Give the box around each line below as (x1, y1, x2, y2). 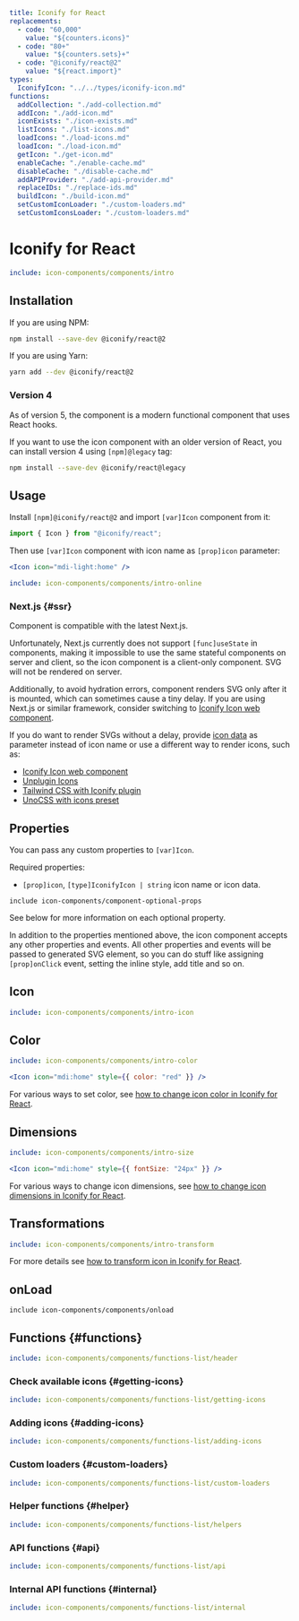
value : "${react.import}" (25, 67, 123, 76)
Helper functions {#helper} (9, 1500, 130, 1513)
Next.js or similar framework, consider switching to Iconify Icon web (9, 703, 261, 714)
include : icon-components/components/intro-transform (9, 1240, 215, 1249)
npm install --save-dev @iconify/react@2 (9, 334, 167, 343)
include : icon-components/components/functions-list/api (9, 1561, 226, 1571)
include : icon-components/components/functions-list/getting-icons (9, 1395, 267, 1405)
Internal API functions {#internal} (9, 1582, 158, 1595)
